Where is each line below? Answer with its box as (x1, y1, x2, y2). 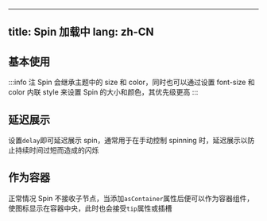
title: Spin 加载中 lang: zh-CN (8, 25, 154, 39)
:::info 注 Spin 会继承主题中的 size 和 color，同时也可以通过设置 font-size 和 (8, 77, 256, 87)
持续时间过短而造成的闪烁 (14, 145, 99, 155)
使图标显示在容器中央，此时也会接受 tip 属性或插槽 (8, 204, 172, 213)
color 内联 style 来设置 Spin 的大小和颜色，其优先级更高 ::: (8, 87, 199, 97)
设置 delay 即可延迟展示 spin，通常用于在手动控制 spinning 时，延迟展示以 (8, 136, 248, 145)
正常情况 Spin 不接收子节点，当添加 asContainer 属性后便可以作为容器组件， (8, 193, 254, 203)
